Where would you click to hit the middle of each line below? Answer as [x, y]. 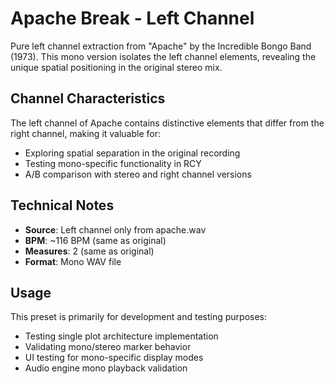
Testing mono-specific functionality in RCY [113, 163]
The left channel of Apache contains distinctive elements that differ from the [167, 123]
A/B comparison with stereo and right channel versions [138, 174]
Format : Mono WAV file [73, 261]
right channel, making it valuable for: [86, 133]
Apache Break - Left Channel [132, 18]
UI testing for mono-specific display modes [114, 358]
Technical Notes [62, 205]
